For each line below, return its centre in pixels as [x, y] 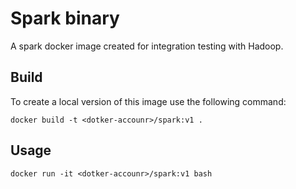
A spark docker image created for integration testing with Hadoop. [147, 46]
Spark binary [65, 18]
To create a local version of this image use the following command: [148, 101]
